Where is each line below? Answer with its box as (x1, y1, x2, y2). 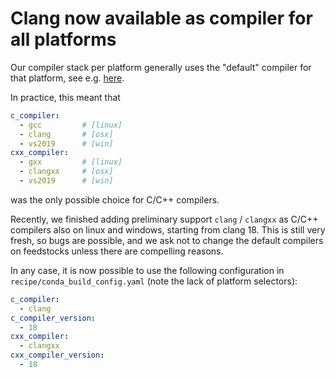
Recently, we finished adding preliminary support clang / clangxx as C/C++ (10, 213, 319, 225)
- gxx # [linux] (19, 157, 123, 167)
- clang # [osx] (19, 129, 114, 139)
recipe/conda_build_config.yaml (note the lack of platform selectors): (10, 275, 298, 287)
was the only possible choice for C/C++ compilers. (10, 193, 220, 206)
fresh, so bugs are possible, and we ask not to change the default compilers (10, 234, 324, 246)
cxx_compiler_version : (10, 350, 105, 361)
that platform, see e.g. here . (10, 72, 125, 84)
